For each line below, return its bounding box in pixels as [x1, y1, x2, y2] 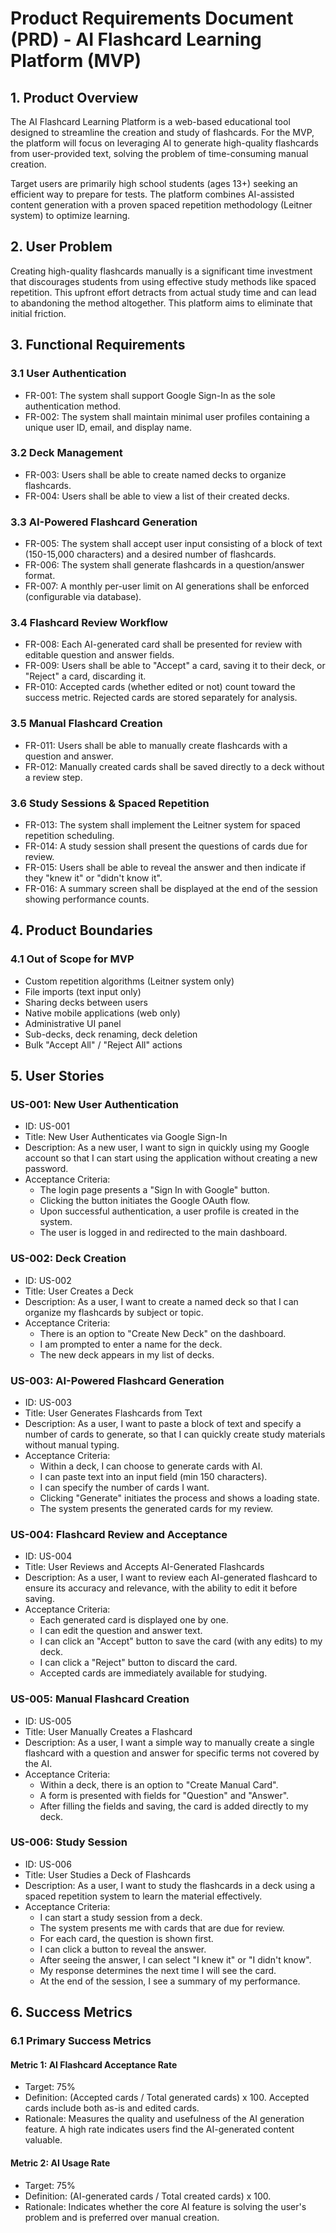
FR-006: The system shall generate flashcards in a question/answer [24, 559, 305, 571]
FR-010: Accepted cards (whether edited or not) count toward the [24, 681, 296, 693]
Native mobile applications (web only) [24, 1007, 181, 1019]
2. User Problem [10, 238, 113, 256]
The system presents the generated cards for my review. [39, 1502, 273, 1514]
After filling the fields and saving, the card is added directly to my [39, 1800, 309, 1812]
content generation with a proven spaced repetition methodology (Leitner [10, 199, 313, 211]
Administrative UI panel [24, 1017, 122, 1029]
